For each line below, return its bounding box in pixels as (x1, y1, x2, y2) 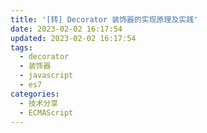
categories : (10, 89, 60, 99)
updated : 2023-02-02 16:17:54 (10, 33, 137, 43)
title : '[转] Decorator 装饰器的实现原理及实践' (10, 14, 199, 25)
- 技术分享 (19, 98, 59, 108)
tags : (10, 42, 33, 53)
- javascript (19, 71, 74, 81)
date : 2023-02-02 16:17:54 (10, 24, 123, 34)
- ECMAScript (19, 107, 74, 118)
